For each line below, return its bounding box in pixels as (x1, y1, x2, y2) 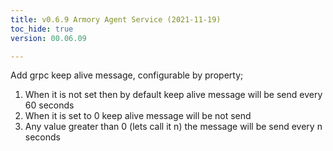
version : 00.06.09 (10, 33, 87, 43)
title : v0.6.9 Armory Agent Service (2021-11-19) (10, 14, 222, 25)
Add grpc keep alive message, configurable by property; (10, 69, 244, 81)
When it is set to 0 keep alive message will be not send (24, 110, 252, 122)
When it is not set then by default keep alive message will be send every (24, 89, 323, 101)
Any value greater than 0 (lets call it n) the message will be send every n (24, 121, 323, 133)
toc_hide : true (10, 24, 74, 34)
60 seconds (24, 99, 75, 111)
